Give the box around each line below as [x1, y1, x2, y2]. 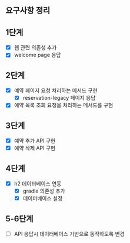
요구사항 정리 [5, 5, 51, 16]
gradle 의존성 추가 [22, 187, 65, 195]
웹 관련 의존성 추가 [14, 44, 57, 51]
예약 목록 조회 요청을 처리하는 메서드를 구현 [14, 102, 114, 109]
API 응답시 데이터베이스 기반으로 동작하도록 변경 [14, 231, 125, 238]
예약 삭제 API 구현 [14, 144, 56, 151]
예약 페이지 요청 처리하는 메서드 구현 [14, 87, 98, 94]
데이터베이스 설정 [22, 195, 63, 202]
